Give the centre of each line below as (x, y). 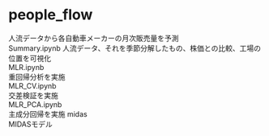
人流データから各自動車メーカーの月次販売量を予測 (94, 38)
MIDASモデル (30, 124)
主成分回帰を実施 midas (48, 113)
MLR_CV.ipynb (32, 85)
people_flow (51, 15)
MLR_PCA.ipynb (35, 104)
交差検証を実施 (33, 95)
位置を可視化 (30, 58)
